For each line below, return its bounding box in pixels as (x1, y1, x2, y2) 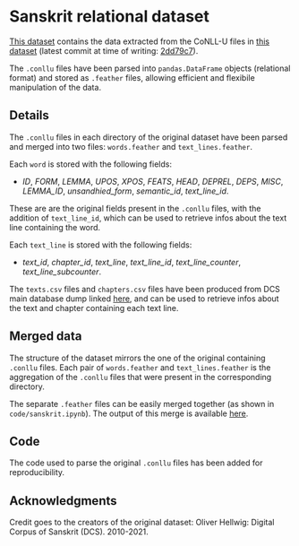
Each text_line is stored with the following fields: (9, 239, 192, 250)
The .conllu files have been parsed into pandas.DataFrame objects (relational (9, 63, 291, 74)
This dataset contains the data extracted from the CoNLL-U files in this (9, 36, 270, 47)
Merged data (9, 329, 82, 344)
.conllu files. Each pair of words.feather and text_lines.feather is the (9, 361, 271, 373)
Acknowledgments (9, 493, 118, 508)
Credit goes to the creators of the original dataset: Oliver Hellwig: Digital (9, 517, 275, 528)
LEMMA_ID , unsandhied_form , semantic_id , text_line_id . (21, 186, 229, 196)
